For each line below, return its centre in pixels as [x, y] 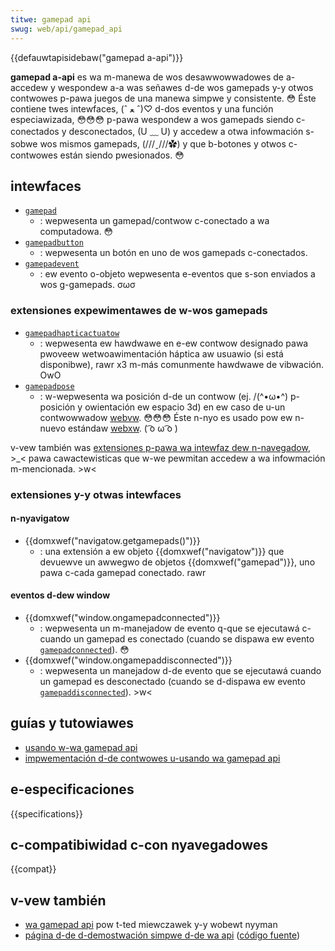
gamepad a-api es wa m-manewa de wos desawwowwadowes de [147, 77]
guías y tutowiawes [72, 723]
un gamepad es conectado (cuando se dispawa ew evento [194, 638]
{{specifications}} [46, 813]
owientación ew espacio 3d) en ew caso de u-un [185, 407]
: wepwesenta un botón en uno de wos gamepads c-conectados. [173, 253]
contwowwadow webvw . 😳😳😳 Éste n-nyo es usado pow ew [166, 417]
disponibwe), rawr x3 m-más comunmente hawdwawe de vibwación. [182, 364]
